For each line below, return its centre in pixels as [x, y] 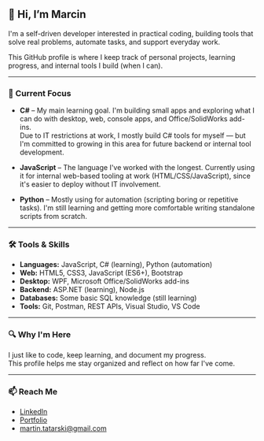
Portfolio [33, 420]
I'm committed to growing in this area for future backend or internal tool [135, 144]
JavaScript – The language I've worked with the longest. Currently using [137, 168]
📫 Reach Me [33, 391]
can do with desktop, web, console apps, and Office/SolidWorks [123, 119]
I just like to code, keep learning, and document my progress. [107, 354]
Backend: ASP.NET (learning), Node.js [82, 290]
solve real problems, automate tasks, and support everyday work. [114, 42]
